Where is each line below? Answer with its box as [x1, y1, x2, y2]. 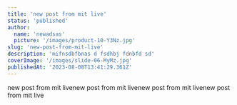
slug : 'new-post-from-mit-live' [7, 44, 104, 51]
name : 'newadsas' [14, 30, 66, 38]
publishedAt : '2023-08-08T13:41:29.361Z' [7, 64, 133, 71]
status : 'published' [7, 17, 69, 24]
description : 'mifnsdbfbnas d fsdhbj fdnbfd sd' [7, 51, 155, 58]
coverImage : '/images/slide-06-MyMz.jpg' [7, 57, 133, 64]
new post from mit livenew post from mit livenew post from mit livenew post [7, 83, 231, 91]
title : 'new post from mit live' [7, 10, 107, 18]
